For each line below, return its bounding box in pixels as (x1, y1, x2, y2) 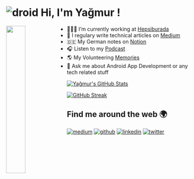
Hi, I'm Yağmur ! (40, 6, 121, 19)
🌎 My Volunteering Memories (67, 54, 140, 61)
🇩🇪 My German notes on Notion (67, 38, 147, 45)
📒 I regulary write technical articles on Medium (67, 31, 180, 38)
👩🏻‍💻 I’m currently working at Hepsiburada (67, 25, 169, 32)
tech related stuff (67, 69, 109, 76)
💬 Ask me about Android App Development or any (67, 62, 188, 69)
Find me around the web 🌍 (67, 109, 167, 119)
